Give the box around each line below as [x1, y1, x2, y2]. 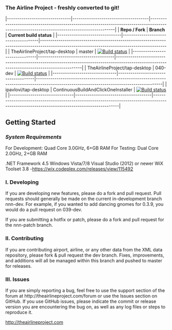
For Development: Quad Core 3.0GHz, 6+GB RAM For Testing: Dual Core [5, 145, 159, 151]
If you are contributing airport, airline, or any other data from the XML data [5, 246, 163, 253]
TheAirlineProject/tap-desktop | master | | [11, 48, 130, 55]
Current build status [8, 32, 52, 38]
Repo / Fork [120, 27, 145, 33]
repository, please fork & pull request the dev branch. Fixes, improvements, [5, 252, 164, 258]
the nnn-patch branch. [5, 222, 53, 228]
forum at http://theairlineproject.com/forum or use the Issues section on [5, 293, 158, 299]
